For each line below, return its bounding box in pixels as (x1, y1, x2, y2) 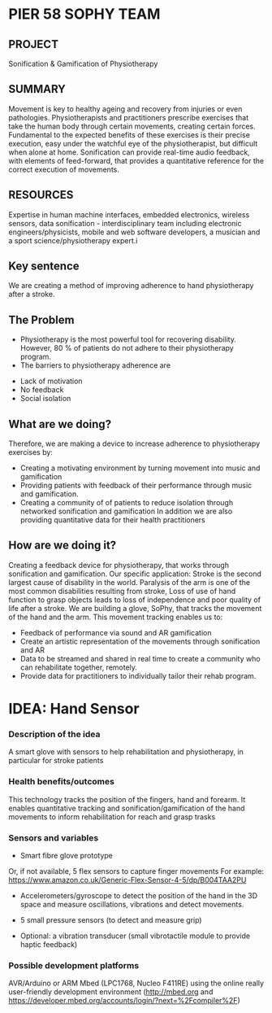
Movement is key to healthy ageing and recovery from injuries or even (8, 103, 243, 114)
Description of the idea (8, 728, 101, 740)
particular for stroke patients (8, 756, 104, 766)
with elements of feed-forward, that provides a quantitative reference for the (8, 155, 265, 165)
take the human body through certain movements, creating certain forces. (8, 121, 256, 131)
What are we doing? (8, 417, 112, 431)
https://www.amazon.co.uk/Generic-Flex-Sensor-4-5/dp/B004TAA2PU (8, 875, 247, 884)
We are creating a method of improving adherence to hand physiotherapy (8, 281, 254, 290)
